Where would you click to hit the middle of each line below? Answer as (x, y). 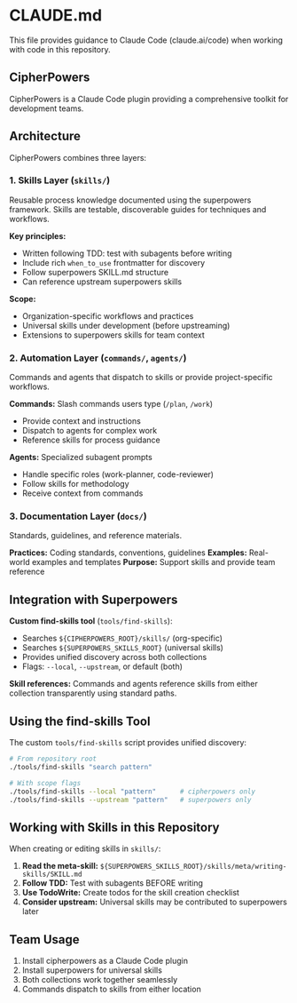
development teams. (47, 108)
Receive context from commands (82, 493)
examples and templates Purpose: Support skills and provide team (153, 562)
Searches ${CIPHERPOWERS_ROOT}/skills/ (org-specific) (122, 638)
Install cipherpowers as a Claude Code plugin (105, 961)
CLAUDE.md (56, 16)
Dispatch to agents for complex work (90, 431)
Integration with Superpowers (94, 599)
